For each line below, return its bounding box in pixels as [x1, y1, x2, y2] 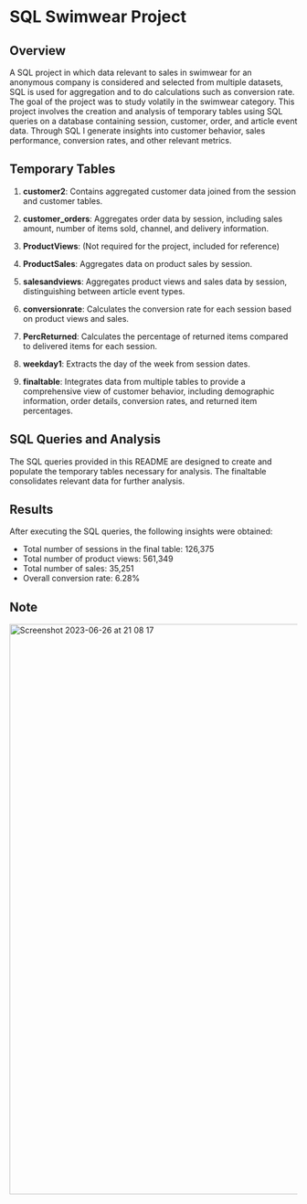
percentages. [22, 405, 73, 416]
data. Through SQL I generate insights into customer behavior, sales [9, 125, 266, 136]
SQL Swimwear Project [9, 6, 187, 27]
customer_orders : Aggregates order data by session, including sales [22, 213, 283, 224]
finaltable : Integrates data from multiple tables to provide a [22, 376, 246, 387]
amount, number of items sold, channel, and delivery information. [22, 222, 270, 234]
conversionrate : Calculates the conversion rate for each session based [22, 304, 292, 314]
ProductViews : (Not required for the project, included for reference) [22, 240, 281, 251]
